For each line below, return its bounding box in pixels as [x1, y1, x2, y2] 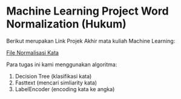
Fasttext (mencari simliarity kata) [15, 79, 97, 86]
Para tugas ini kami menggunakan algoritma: [6, 61, 117, 68]
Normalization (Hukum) [6, 17, 127, 31]
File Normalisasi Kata [6, 49, 59, 56]
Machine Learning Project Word [6, 4, 169, 18]
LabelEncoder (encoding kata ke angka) [15, 85, 115, 92]
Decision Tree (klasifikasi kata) [15, 72, 92, 80]
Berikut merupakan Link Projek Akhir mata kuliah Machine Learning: [6, 37, 176, 44]
